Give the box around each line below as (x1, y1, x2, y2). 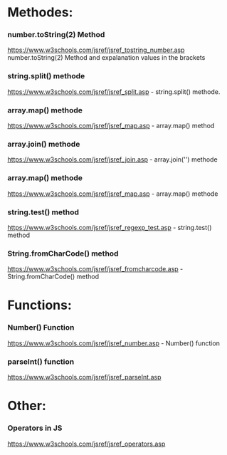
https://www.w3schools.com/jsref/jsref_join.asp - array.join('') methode (7, 155, 218, 164)
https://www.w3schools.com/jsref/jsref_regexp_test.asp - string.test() (7, 223, 212, 231)
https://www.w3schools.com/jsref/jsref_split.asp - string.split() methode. (7, 87, 221, 96)
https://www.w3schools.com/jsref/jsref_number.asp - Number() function (7, 339, 221, 347)
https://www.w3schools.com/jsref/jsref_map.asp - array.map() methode (7, 189, 218, 198)
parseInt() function (7, 357, 75, 367)
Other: (7, 398, 46, 414)
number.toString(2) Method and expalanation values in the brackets (7, 53, 206, 62)
